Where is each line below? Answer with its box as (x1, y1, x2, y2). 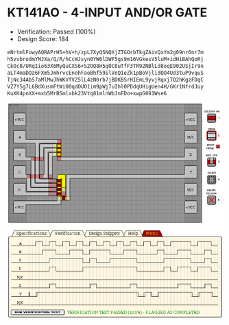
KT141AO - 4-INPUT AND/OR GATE (7, 5, 208, 21)
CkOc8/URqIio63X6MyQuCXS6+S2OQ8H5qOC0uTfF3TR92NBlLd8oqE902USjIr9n (7, 62, 204, 69)
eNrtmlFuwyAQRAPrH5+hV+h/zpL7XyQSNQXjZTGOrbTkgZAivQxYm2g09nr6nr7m (7, 49, 204, 56)
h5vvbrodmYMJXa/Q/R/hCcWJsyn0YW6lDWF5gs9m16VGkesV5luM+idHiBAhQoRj (7, 56, 204, 62)
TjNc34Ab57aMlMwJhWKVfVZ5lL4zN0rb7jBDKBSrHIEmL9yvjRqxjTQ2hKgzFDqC (7, 76, 204, 83)
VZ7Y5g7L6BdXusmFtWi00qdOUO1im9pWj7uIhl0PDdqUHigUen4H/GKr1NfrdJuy (7, 83, 204, 90)
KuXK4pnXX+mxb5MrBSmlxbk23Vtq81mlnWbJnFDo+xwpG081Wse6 (7, 90, 167, 97)
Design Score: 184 (16, 34, 69, 43)
